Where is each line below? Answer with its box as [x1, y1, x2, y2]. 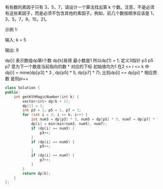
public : [5, 90, 21, 94]
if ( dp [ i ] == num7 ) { [31, 153, 75, 158]
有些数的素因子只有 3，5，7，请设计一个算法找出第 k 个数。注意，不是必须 [5, 4, 155, 10]
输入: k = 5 [5, 37, 27, 43]
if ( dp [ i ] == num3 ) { [31, 126, 75, 131]
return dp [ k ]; [22, 171, 51, 176]
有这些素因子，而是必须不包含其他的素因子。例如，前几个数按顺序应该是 [5, 10, 149, 16]
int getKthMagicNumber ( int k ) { [14, 94, 79, 99]
